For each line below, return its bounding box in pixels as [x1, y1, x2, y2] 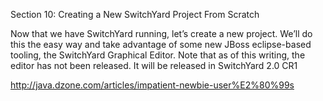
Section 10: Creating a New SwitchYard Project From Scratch [10, 9, 260, 20]
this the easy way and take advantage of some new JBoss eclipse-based [10, 39, 312, 50]
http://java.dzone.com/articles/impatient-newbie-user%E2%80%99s [10, 79, 295, 91]
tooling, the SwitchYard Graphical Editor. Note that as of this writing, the [10, 49, 306, 61]
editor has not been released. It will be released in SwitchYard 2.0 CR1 [10, 60, 298, 71]
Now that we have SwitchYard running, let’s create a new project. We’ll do [10, 28, 313, 39]
